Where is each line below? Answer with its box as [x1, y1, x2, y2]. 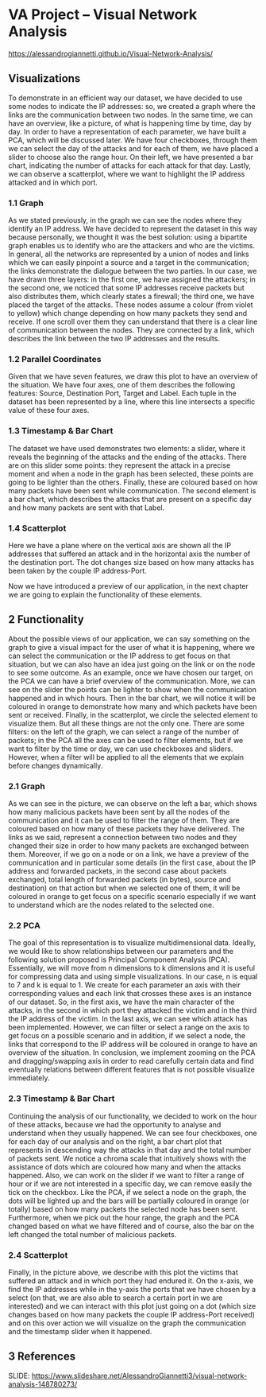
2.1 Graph [8, 780, 45, 792]
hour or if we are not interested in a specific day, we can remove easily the [8, 1179, 253, 1189]
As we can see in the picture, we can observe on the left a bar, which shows [8, 799, 257, 808]
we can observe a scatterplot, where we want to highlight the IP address [8, 169, 245, 178]
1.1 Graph [8, 197, 44, 208]
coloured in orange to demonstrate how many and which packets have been [8, 702, 257, 711]
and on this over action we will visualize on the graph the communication [8, 1318, 246, 1328]
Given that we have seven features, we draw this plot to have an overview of [8, 372, 258, 381]
